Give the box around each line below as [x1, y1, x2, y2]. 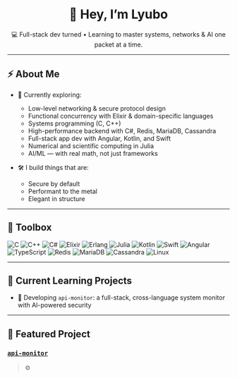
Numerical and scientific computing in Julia [28, 141, 154, 150]
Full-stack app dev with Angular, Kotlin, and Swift [28, 134, 171, 142]
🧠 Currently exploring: [17, 90, 82, 99]
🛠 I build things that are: [17, 163, 90, 171]
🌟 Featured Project [7, 328, 90, 340]
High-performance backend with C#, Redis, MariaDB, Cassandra [28, 126, 217, 135]
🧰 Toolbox [7, 221, 52, 233]
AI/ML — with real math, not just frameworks [28, 149, 159, 157]
